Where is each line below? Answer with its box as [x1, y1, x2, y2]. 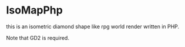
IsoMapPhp [6, 4, 63, 17]
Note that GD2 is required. [6, 34, 69, 41]
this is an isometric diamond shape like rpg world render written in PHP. [6, 23, 180, 30]
